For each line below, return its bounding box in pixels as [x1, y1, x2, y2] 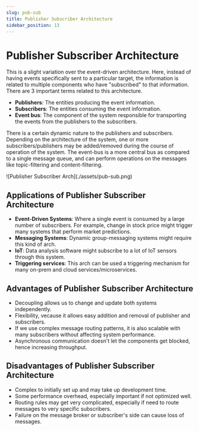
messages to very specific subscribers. [14, 405, 112, 412]
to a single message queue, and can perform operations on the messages [6, 155, 187, 162]
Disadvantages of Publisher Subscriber [6, 361, 155, 371]
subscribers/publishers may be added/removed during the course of [6, 142, 174, 149]
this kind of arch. [14, 241, 56, 248]
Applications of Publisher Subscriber [6, 190, 146, 200]
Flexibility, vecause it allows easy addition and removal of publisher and [14, 312, 191, 319]
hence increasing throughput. [14, 343, 87, 350]
